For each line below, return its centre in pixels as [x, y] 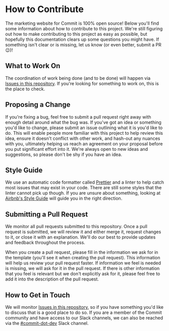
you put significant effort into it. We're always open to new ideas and [77, 149]
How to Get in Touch [38, 295]
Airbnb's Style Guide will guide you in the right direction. [64, 198]
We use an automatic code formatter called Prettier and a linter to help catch [84, 182]
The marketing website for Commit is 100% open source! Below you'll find [82, 23]
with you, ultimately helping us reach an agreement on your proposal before [84, 144]
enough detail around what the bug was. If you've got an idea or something [83, 122]
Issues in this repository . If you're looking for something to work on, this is [82, 83]
